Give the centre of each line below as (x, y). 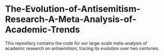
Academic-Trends (42, 30)
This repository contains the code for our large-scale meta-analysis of (76, 43)
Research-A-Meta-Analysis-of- (71, 19)
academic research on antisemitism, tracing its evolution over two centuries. (82, 48)
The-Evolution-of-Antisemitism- (73, 9)
